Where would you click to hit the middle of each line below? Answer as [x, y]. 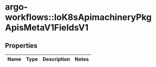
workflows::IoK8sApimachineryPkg [78, 17]
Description [56, 59]
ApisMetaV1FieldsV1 [47, 28]
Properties [21, 45]
